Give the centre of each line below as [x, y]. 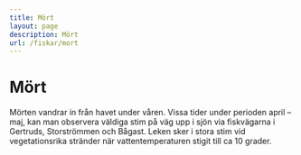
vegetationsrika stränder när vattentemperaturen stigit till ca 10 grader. [141, 141]
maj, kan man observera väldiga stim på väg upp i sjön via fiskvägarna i [142, 122]
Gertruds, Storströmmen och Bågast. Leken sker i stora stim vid [127, 132]
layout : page [34, 26]
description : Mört [44, 34]
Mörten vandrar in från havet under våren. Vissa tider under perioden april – [150, 113]
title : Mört [32, 18]
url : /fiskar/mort [44, 43]
